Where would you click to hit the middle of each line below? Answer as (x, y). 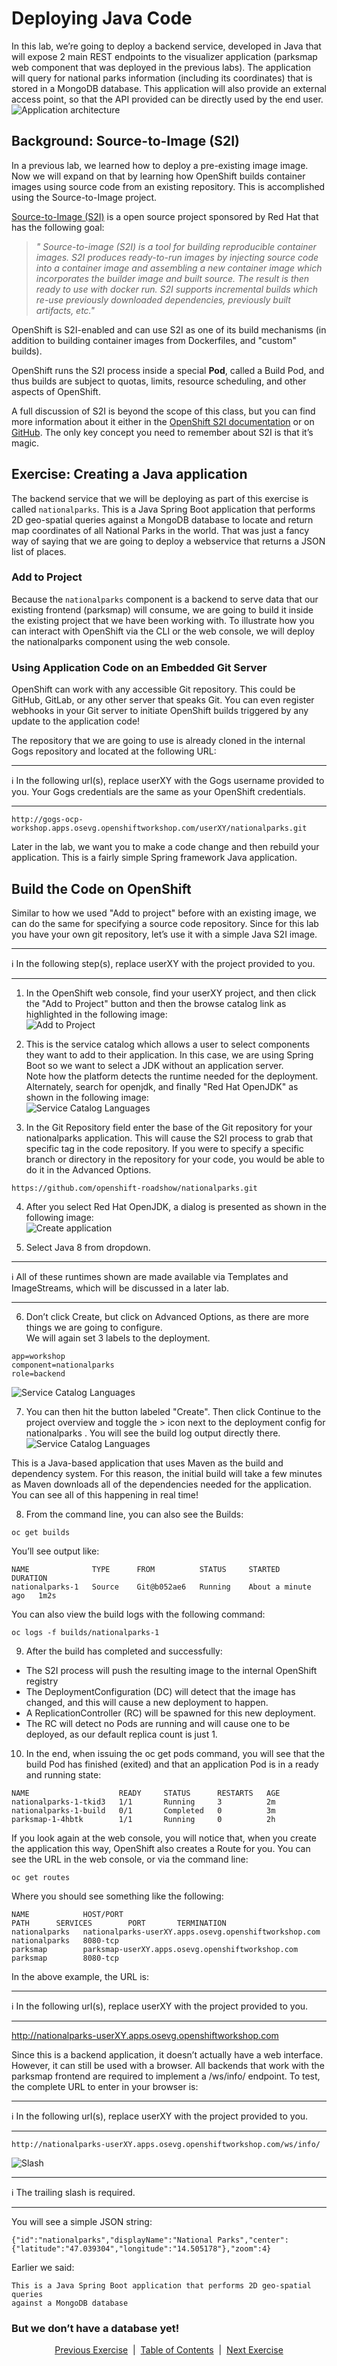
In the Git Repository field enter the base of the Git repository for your (169, 1127)
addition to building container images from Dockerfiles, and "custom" (154, 340)
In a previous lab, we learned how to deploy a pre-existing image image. (160, 165)
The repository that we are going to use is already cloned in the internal (158, 741)
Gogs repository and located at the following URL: (114, 751)
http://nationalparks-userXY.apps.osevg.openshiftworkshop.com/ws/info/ (166, 2144)
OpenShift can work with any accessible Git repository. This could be (153, 689)
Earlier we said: (43, 2267)
